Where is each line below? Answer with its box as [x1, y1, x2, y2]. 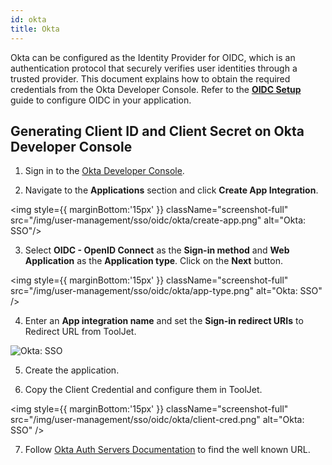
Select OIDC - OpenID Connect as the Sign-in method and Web [24, 244, 290, 256]
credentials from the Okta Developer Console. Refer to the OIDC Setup [10, 83, 302, 95]
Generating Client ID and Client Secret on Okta [10, 122, 305, 140]
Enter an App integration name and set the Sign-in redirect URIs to [24, 315, 304, 327]
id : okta [10, 14, 47, 25]
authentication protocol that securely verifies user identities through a [10, 62, 298, 74]
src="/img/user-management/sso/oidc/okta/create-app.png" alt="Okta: [10, 214, 307, 226]
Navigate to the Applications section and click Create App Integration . [24, 184, 319, 196]
